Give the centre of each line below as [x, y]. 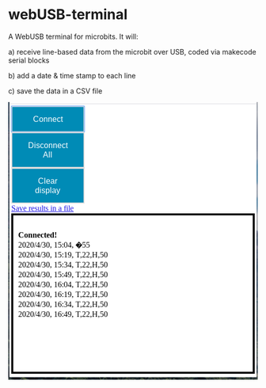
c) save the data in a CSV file [55, 91]
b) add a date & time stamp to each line [72, 75]
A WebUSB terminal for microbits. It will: [73, 36]
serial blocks [29, 60]
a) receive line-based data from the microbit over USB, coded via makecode [132, 51]
